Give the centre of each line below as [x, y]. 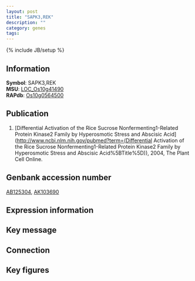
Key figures [28, 270]
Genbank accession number [59, 178]
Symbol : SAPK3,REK [31, 82]
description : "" [26, 22]
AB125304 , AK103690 [33, 192]
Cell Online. [28, 159]
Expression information [50, 210]
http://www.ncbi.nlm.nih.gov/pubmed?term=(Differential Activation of [100, 140]
